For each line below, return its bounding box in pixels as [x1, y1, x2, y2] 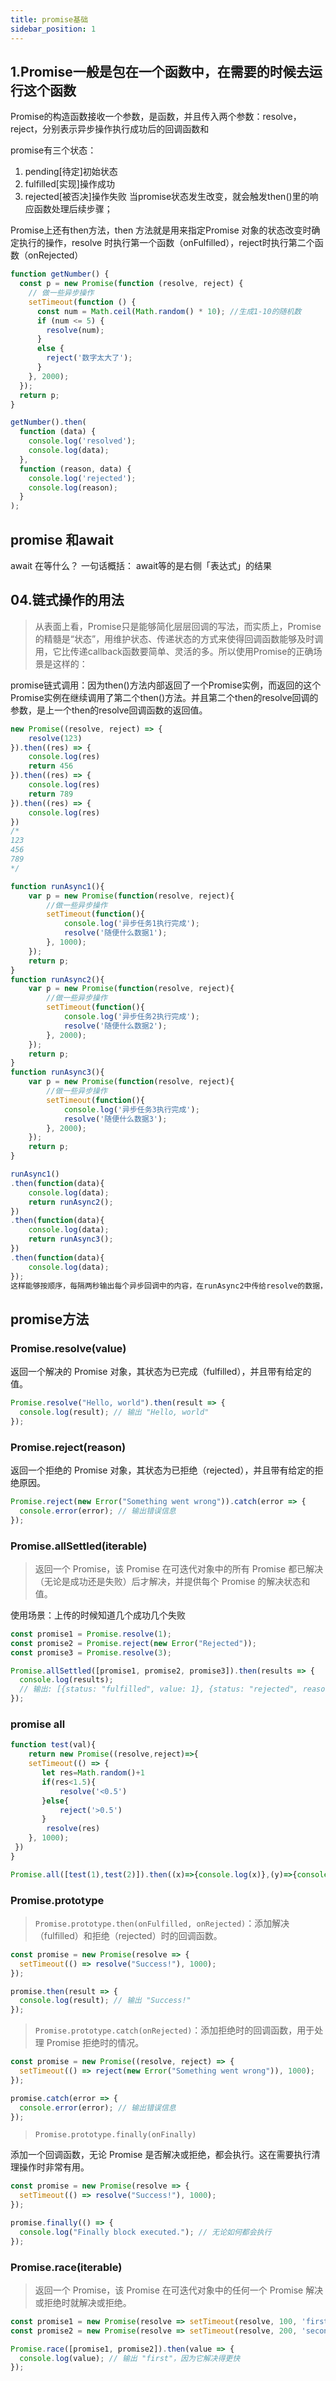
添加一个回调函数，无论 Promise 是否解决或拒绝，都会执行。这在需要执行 [10, 2149, 312, 2161]
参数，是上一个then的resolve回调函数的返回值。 [10, 704, 208, 716]
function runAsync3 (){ [10, 1067, 105, 1078]
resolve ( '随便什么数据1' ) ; [63, 928, 168, 938]
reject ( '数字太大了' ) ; [46, 353, 133, 363]
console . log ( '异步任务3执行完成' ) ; [63, 1104, 200, 1115]
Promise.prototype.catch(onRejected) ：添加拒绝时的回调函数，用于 [34, 2024, 315, 2036]
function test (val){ [10, 1740, 97, 1750]
